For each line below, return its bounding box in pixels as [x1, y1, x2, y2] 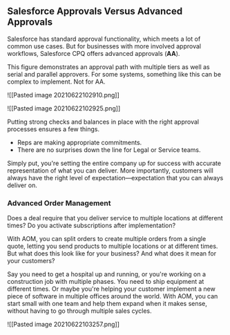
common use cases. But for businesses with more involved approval [7, 41, 202, 50]
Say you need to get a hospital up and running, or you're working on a [7, 270, 206, 278]
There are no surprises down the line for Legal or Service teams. [17, 145, 202, 154]
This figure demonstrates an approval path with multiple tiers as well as [7, 62, 210, 71]
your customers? [7, 257, 55, 265]
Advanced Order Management [7, 198, 112, 208]
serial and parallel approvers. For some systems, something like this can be [7, 70, 222, 78]
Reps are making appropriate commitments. [17, 138, 142, 146]
